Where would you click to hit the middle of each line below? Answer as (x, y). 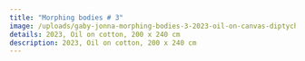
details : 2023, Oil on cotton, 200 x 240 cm (95, 34)
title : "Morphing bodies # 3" (67, 17)
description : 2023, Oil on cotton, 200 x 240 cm (103, 43)
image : (22, 26)
